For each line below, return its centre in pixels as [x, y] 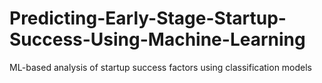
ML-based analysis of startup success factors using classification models [161, 67]
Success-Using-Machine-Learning [157, 39]
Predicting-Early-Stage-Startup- [148, 18]
